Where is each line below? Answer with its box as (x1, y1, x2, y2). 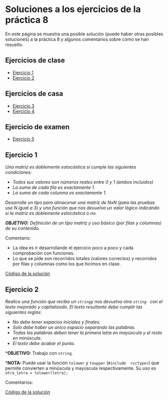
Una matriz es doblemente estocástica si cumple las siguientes (5, 164, 136, 170)
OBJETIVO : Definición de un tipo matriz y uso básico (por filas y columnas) (5, 220, 162, 226)
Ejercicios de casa (5, 90, 64, 98)
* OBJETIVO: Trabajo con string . (5, 350, 73, 356)
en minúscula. (12, 335, 42, 341)
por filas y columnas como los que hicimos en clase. (12, 261, 121, 267)
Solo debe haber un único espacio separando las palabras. (12, 325, 136, 330)
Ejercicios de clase (5, 56, 65, 65)
